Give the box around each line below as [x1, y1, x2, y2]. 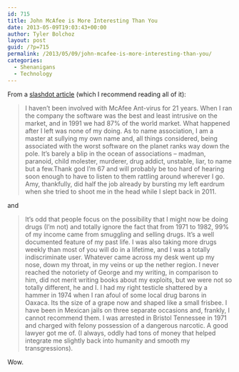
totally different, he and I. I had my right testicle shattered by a [24, 283, 208, 291]
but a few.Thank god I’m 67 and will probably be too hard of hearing [24, 164, 225, 173]
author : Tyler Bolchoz [7, 30, 75, 38]
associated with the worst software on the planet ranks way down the [24, 141, 230, 150]
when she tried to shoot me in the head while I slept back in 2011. [24, 187, 217, 196]
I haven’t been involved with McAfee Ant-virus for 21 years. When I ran [24, 104, 233, 112]
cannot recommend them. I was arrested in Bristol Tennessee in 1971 [24, 313, 227, 322]
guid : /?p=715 [7, 44, 50, 51]
